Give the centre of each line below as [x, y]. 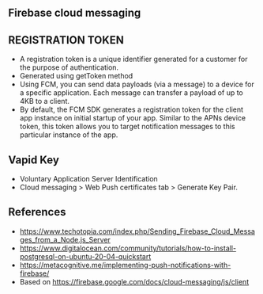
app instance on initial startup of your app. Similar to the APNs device [133, 118]
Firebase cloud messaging [75, 13]
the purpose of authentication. [69, 67]
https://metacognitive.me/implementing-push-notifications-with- [125, 265]
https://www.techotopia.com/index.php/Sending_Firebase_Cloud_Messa [137, 231]
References [37, 212]
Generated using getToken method [76, 76]
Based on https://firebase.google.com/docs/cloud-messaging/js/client [134, 281]
